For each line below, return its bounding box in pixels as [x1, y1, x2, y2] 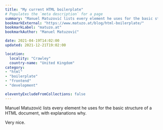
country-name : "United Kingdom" [9, 60, 75, 65]
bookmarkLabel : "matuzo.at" [5, 25, 62, 30]
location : [5, 51, 25, 56]
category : [5, 65, 25, 70]
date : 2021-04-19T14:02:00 [5, 38, 60, 43]
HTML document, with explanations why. [5, 110, 87, 116]
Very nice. [5, 119, 26, 125]
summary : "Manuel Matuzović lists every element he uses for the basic [5, 16, 153, 21]
